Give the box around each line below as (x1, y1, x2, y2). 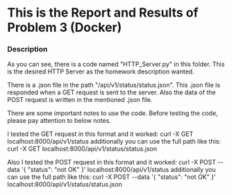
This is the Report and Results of (7, 5, 199, 21)
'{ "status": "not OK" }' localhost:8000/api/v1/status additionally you (21, 165, 216, 174)
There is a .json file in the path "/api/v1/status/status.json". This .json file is (7, 81, 221, 90)
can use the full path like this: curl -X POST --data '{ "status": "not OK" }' (7, 173, 216, 181)
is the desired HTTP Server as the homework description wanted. (7, 67, 194, 76)
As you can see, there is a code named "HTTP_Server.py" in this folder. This (7, 60, 225, 69)
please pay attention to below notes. (7, 117, 111, 125)
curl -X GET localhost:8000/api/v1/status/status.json (7, 144, 158, 153)
